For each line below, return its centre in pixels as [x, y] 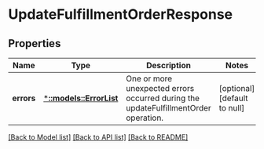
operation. [144, 118]
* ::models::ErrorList [81, 98]
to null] [232, 108]
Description [169, 65]
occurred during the [163, 98]
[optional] [237, 88]
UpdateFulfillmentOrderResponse [121, 15]
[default [233, 98]
